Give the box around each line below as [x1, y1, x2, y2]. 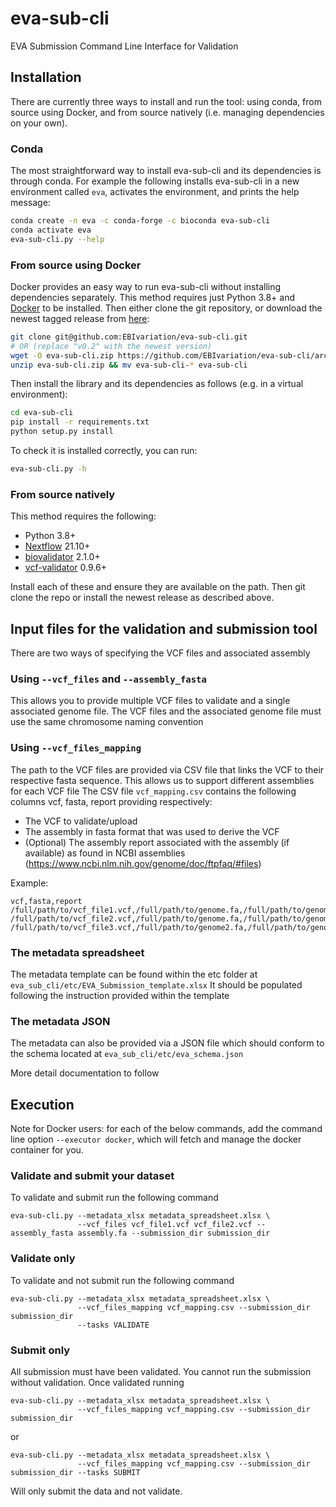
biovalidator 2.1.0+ [24, 551, 101, 563]
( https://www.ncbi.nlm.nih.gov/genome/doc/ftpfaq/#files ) [24, 857, 262, 869]
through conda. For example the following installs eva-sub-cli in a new [10, 175, 300, 187]
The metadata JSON [10, 1014, 111, 1028]
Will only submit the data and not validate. [10, 1485, 183, 1497]
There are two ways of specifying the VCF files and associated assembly [10, 647, 311, 659]
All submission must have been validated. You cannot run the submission [10, 1365, 312, 1377]
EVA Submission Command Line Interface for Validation [10, 40, 239, 52]
